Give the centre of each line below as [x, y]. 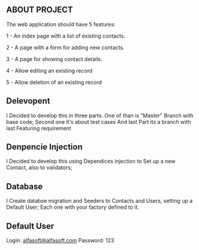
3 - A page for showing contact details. [54, 59]
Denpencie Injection [44, 147]
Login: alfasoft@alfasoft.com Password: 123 [60, 240]
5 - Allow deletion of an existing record [54, 82]
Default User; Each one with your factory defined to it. [73, 207]
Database [25, 186]
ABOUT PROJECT [40, 10]
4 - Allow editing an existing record [49, 71]
